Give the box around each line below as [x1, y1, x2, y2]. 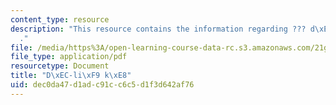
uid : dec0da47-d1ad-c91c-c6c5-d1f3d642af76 [10, 80, 195, 90]
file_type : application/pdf [10, 52, 128, 62]
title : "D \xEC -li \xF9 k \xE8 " [10, 71, 132, 81]
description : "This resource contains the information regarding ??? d [10, 24, 315, 34]
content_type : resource [10, 14, 110, 25]
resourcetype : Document [10, 61, 110, 71]
